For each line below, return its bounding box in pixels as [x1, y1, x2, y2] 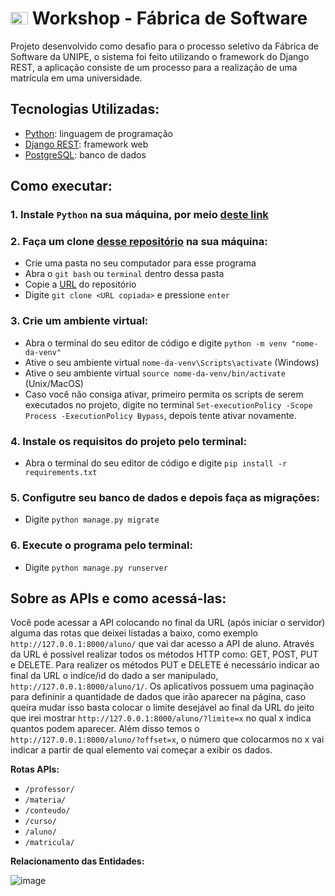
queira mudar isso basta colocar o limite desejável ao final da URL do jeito [10, 702, 315, 714]
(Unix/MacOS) [24, 377, 84, 389]
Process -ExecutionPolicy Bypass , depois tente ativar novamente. [24, 409, 297, 421]
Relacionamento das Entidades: [10, 855, 145, 867]
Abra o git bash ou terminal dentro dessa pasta [24, 268, 225, 280]
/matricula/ [24, 838, 75, 848]
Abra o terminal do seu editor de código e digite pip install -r [24, 457, 288, 469]
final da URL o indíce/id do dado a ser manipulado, [10, 670, 219, 682]
